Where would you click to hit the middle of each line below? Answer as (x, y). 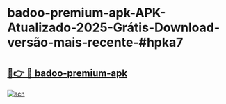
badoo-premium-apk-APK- (87, 13)
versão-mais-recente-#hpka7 (95, 43)
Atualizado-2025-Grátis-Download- (114, 28)
